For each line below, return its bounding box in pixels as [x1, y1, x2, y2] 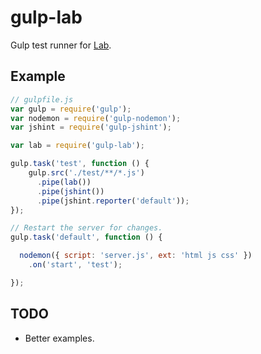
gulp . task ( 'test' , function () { [10, 159, 150, 169]
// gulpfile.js [10, 94, 74, 105]
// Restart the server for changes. [10, 223, 163, 233]
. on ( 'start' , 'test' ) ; [28, 260, 123, 270]
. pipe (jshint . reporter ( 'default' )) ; [36, 196, 190, 206]
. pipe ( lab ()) [36, 177, 92, 187]
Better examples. [24, 332, 95, 344]
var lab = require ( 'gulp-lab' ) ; [10, 141, 145, 151]
